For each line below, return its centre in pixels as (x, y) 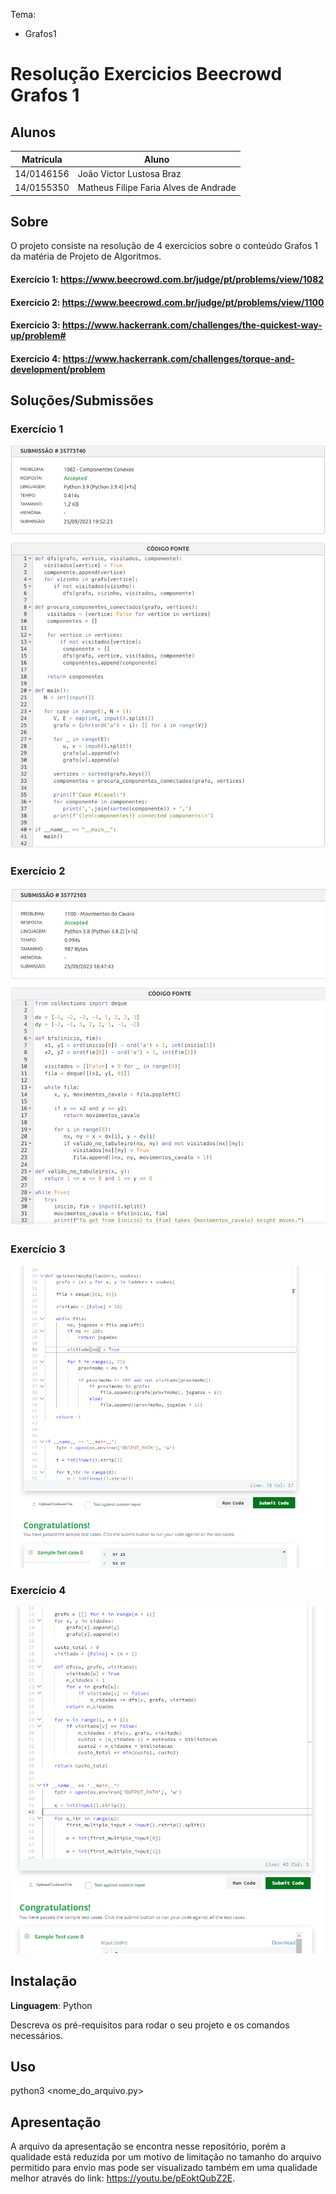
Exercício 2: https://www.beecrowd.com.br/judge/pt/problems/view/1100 (167, 302)
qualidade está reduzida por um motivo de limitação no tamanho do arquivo (166, 2157)
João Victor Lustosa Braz (129, 173)
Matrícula (42, 159)
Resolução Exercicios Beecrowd (146, 74)
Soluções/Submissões (82, 400)
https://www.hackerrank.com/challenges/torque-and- (178, 358)
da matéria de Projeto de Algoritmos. (86, 256)
